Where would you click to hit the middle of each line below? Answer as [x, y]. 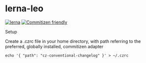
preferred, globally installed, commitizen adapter [54, 46]
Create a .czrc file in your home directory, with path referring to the [73, 41]
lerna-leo [24, 9]
